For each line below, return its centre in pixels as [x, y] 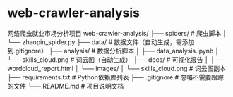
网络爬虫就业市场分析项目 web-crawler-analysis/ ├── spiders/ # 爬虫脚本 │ [117, 33]
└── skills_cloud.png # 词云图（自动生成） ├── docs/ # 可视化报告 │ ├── [115, 59]
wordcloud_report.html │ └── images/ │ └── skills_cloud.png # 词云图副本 [116, 68]
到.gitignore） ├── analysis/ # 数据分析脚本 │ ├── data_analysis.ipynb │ [113, 51]
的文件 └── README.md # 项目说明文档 [66, 86]
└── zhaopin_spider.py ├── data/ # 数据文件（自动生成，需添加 [101, 42]
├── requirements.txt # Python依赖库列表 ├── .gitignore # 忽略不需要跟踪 [116, 77]
